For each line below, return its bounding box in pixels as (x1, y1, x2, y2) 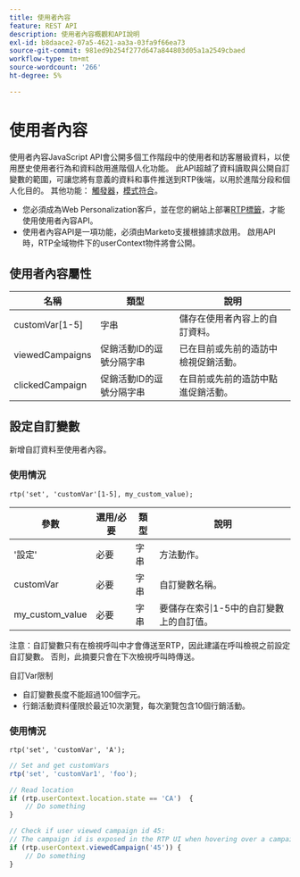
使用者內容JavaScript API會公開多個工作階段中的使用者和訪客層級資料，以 (9, 151, 283, 162)
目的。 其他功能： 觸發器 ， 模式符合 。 (24, 185, 162, 196)
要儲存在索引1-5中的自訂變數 (159, 602, 284, 614)
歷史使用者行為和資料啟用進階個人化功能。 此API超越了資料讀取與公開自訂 (16, 163, 290, 173)
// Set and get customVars (9, 761, 110, 770)
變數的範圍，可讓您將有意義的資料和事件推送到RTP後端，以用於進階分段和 (9, 173, 283, 184)
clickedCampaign (13, 379, 87, 391)
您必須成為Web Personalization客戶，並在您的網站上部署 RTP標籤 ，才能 (21, 204, 286, 214)
